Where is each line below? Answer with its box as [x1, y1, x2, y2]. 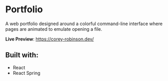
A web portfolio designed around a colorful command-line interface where [5, 21, 163, 27]
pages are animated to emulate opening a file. [5, 26, 103, 32]
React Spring [12, 70, 41, 76]
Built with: [5, 51, 39, 59]
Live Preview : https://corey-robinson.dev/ [5, 36, 94, 42]
